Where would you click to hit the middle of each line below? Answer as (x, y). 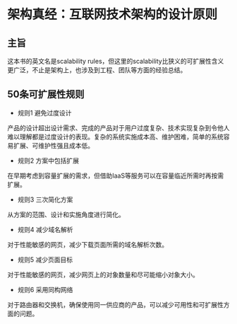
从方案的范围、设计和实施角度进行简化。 (66, 214)
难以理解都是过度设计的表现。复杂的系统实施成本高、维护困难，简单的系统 (115, 137)
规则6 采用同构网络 (45, 289)
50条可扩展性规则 (46, 94)
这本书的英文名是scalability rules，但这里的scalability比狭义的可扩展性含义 (116, 61)
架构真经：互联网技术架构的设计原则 (113, 15)
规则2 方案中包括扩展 (48, 161)
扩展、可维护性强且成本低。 (53, 145)
